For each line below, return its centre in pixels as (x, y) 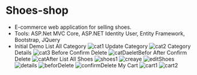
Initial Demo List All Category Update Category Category (102, 46)
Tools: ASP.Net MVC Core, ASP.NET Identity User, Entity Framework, (99, 33)
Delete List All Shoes (54, 59)
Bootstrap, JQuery (37, 40)
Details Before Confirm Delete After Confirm (101, 52)
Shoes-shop (37, 10)
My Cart (128, 65)
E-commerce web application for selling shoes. (73, 27)
